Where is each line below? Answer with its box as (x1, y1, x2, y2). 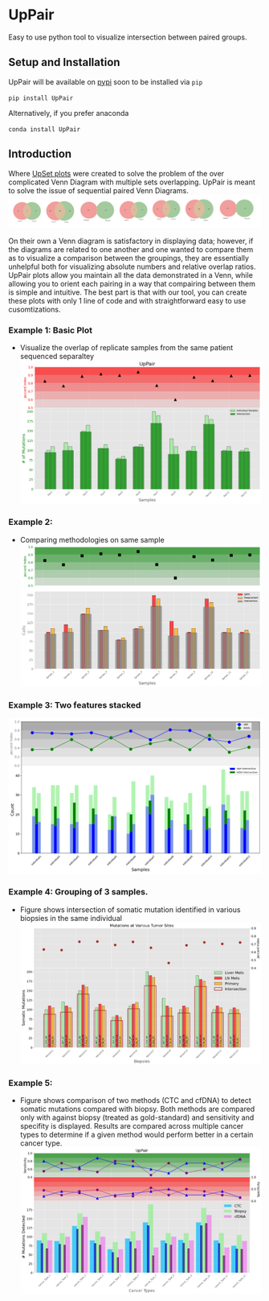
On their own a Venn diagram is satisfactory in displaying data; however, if (8, 236, 254, 246)
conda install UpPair (8, 125, 81, 134)
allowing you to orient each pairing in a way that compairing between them (8, 279, 255, 288)
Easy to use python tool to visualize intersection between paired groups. (8, 32, 247, 42)
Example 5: (8, 1077, 53, 1088)
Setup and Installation (8, 56, 120, 69)
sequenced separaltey (19, 352, 95, 361)
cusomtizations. (8, 304, 61, 314)
